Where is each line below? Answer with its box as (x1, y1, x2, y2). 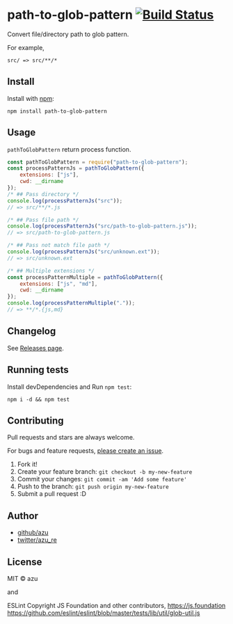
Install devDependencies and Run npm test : (7, 383, 132, 391)
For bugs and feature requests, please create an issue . (7, 447, 164, 455)
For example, (7, 43, 45, 51)
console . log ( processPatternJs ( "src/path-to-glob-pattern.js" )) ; (7, 223, 198, 230)
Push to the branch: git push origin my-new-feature (17, 482, 169, 490)
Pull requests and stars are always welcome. (7, 433, 135, 442)
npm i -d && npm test (7, 396, 70, 403)
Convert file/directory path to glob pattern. (7, 30, 129, 38)
